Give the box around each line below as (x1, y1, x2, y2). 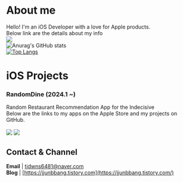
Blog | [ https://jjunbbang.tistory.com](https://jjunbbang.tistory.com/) (6, 169, 174, 176)
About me (6, 4, 56, 17)
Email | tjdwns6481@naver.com (6, 163, 84, 170)
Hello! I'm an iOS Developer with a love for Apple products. (6, 23, 151, 30)
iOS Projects (6, 69, 69, 83)
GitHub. (6, 117, 25, 124)
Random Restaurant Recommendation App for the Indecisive (6, 103, 155, 111)
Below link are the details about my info (6, 29, 103, 36)
